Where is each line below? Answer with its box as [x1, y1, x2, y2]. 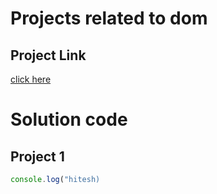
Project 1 [10, 148, 65, 165]
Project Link [10, 47, 87, 64]
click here [10, 73, 52, 85]
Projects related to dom [10, 7, 208, 30]
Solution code [10, 108, 128, 131]
